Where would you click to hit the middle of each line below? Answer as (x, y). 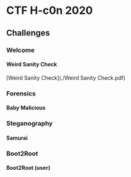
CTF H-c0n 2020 (50, 11)
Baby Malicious (26, 108)
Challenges (28, 33)
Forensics (21, 93)
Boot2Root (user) (28, 168)
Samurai (17, 138)
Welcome (21, 50)
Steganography (30, 123)
